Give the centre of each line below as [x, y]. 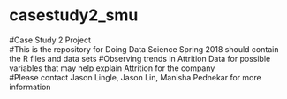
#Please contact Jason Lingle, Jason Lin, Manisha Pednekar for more [136, 77]
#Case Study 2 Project [50, 40]
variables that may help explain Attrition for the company [112, 68]
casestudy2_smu [74, 15]
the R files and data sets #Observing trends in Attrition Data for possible [140, 58]
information [30, 87]
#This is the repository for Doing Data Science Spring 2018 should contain [144, 49]
